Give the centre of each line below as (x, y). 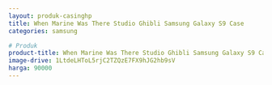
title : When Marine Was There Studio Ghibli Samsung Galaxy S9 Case (126, 23)
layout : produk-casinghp (50, 16)
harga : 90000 (30, 68)
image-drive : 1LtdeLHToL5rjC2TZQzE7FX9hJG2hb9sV (92, 61)
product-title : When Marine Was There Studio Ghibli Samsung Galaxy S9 (132, 53)
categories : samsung (43, 31)
